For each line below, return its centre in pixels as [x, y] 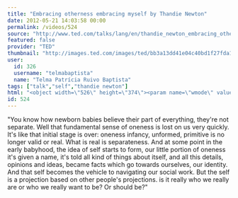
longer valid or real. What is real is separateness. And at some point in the [115, 142]
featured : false [31, 40]
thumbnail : [23, 54]
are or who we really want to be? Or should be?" [78, 187]
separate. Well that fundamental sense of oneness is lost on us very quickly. [118, 127]
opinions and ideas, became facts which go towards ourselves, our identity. [118, 164]
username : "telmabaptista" [53, 73]
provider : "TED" [31, 47]
